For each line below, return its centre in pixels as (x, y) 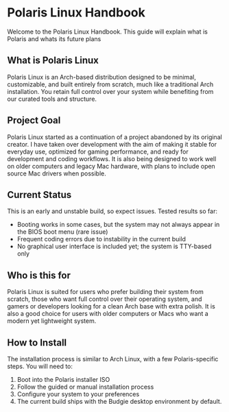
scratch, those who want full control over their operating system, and (105, 299)
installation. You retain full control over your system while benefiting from (110, 91)
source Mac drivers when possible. (57, 173)
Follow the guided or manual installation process (85, 387)
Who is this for (39, 275)
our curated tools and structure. (52, 99)
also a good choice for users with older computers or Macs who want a (108, 314)
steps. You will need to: (40, 366)
